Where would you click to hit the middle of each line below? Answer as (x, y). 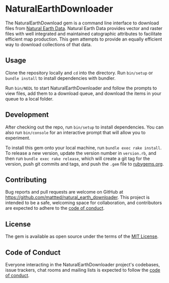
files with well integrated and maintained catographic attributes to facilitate (83, 34)
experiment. (18, 138)
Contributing (26, 180)
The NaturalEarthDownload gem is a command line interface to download (82, 23)
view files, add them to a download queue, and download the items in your (83, 93)
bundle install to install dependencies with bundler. (61, 78)
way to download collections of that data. (49, 44)
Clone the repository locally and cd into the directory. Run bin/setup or (79, 73)
